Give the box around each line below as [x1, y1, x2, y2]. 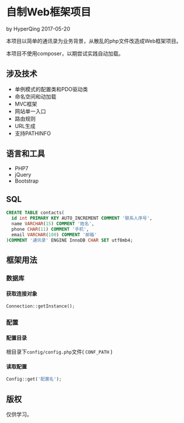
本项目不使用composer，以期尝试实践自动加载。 [6, 49, 124, 57]
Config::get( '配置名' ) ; [6, 376, 62, 382]
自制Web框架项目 [6, 5, 91, 19]
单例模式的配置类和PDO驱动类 [14, 85, 88, 92]
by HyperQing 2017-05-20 [6, 25, 71, 32]
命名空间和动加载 [14, 92, 57, 100]
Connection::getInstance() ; [6, 303, 75, 309]
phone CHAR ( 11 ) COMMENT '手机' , [11, 226, 90, 232]
